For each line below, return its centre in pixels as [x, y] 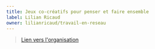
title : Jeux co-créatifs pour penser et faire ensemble [77, 12]
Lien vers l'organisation [50, 40]
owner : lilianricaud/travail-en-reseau [56, 23]
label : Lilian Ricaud [33, 17]
